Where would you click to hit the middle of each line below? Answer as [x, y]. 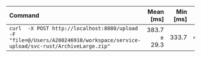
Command [25, 15]
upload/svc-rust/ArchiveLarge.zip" [60, 46]
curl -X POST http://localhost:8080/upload [74, 28]
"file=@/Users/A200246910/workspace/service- [75, 40]
